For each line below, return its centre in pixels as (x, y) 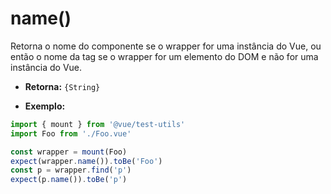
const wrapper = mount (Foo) (69, 152)
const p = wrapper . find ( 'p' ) (71, 170)
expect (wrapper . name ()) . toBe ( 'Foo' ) (86, 161)
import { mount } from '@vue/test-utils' (98, 124)
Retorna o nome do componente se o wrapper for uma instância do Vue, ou (166, 46)
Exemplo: (45, 106)
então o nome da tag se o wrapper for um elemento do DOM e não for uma (164, 56)
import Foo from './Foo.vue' (71, 133)
